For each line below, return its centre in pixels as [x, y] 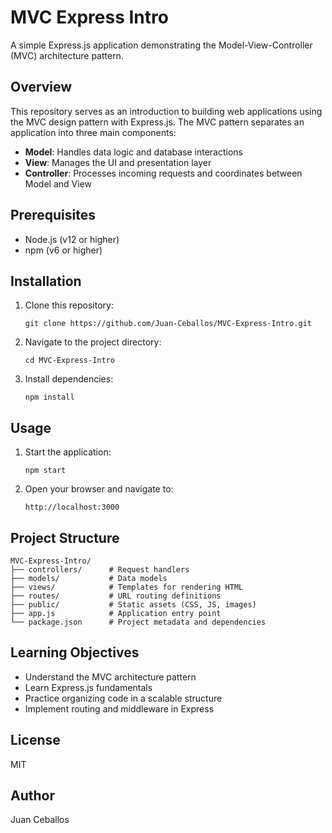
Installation [46, 281]
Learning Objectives [75, 652]
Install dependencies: [69, 379]
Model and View [58, 183]
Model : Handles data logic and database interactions [133, 152]
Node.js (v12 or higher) [72, 239]
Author [32, 796]
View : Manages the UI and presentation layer [118, 162]
